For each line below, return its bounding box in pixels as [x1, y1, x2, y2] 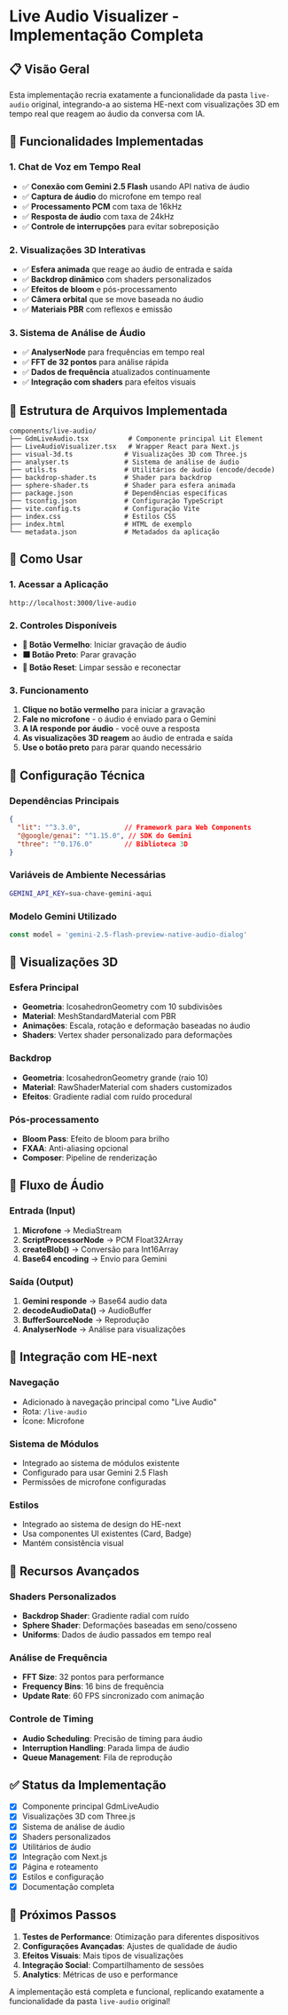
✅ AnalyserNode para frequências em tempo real [21, 346, 206, 357]
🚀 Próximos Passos [9, 1907, 117, 1923]
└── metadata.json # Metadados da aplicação [9, 528, 220, 537]
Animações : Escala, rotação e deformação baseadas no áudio [21, 1020, 251, 1031]
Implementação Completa [9, 25, 204, 45]
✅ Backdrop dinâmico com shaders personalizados [21, 274, 212, 284]
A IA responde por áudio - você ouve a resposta [21, 723, 200, 734]
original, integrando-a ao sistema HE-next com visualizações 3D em [30, 100, 280, 109]
